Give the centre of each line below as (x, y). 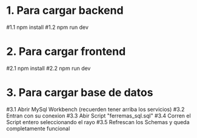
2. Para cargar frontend (66, 52)
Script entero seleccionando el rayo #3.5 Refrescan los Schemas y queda (98, 122)
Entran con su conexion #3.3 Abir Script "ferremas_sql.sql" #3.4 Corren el (98, 116)
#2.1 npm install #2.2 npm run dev (48, 68)
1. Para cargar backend (65, 11)
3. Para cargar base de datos (80, 93)
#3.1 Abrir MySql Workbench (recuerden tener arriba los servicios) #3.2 (95, 109)
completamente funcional (38, 128)
